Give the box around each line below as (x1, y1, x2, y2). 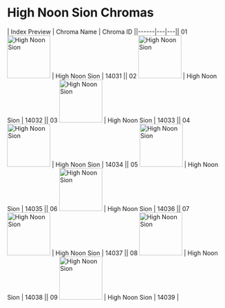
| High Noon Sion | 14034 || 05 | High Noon (51, 160, 219, 168)
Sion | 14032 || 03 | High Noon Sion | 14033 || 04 (7, 115, 191, 124)
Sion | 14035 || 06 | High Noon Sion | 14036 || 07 (7, 204, 190, 212)
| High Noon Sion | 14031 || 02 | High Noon (51, 71, 217, 80)
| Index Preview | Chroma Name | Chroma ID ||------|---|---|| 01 (7, 27, 188, 36)
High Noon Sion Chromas (7, 5, 154, 21)
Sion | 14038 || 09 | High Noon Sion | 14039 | (7, 293, 179, 301)
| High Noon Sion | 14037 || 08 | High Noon (51, 249, 218, 257)
